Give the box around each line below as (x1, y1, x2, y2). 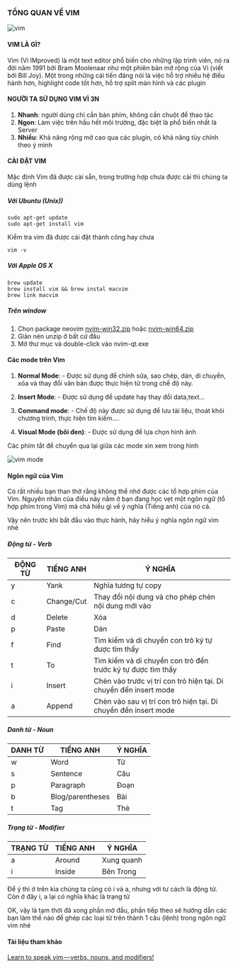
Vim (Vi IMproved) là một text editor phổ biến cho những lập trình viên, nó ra (7, 56, 230, 64)
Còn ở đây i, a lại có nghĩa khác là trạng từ (7, 892, 130, 901)
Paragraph (50, 780, 86, 790)
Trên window (7, 306, 47, 315)
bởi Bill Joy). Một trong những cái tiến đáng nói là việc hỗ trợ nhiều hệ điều (7, 71, 225, 79)
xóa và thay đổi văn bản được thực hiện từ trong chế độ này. (17, 379, 193, 388)
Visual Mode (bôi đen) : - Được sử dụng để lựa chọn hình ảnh (17, 428, 196, 437)
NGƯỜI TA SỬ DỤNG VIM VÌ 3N (7, 95, 100, 103)
